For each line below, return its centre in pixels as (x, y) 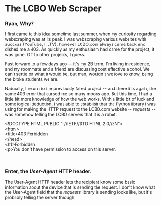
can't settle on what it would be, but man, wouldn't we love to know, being (79, 74)
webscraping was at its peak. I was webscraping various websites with (76, 39)
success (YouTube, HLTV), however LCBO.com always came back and (75, 44)
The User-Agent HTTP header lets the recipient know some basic (70, 182)
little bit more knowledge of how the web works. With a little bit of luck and (80, 99)
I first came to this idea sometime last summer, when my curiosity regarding (81, 34)
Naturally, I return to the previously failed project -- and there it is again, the (80, 89)
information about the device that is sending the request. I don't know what (80, 187)
